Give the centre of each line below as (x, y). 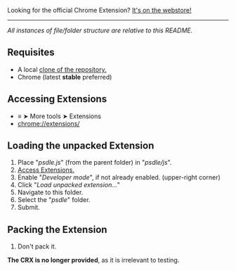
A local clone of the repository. (62, 69)
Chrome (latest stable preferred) (65, 77)
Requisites (31, 52)
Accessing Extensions (57, 99)
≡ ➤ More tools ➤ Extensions (59, 116)
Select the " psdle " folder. (54, 200)
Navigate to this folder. (50, 192)
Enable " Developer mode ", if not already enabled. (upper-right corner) (119, 177)
